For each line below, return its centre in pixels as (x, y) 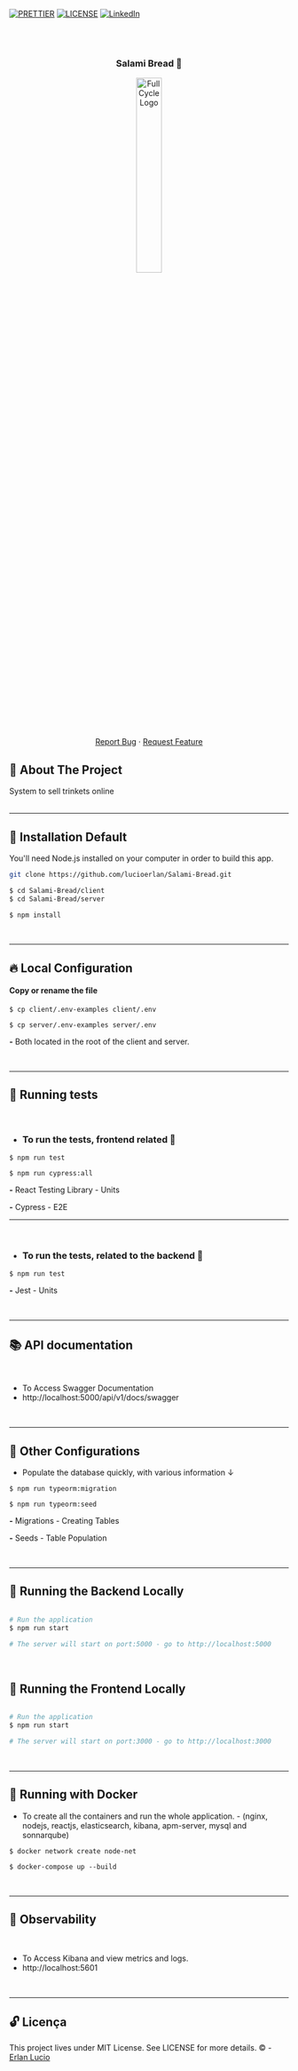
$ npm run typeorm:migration (63, 1489)
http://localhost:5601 (60, 1967)
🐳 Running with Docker (74, 1795)
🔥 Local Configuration (71, 968)
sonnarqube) (45, 1835)
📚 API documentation (71, 1345)
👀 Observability (53, 1920)
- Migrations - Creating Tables (64, 1521)
